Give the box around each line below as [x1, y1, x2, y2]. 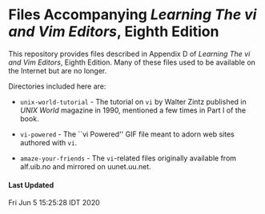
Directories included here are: [8, 81, 106, 91]
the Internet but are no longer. [8, 65, 107, 75]
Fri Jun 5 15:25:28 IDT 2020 [8, 198, 100, 208]
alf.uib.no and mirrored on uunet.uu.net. [19, 161, 152, 171]
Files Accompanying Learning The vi [8, 6, 257, 24]
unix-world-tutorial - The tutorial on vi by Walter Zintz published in [19, 97, 247, 106]
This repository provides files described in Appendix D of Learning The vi [8, 49, 251, 58]
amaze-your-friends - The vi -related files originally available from [19, 153, 237, 163]
